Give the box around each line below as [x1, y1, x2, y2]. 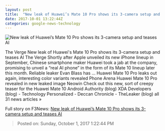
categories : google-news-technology [5, 21, 81, 26]
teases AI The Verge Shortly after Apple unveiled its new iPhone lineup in [5, 55, 154, 61]
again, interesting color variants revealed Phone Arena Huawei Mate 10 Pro [5, 75, 158, 81]
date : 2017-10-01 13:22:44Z [5, 16, 63, 21]
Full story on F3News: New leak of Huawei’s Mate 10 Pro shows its [5, 106, 140, 112]
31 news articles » [5, 97, 42, 102]
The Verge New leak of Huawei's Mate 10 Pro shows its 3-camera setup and [5, 49, 161, 55]
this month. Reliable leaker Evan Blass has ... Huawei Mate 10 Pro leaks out [5, 70, 157, 76]
